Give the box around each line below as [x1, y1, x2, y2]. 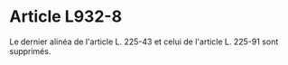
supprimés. [9, 45, 51, 56]
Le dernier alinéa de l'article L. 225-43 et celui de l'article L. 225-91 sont [9, 36, 279, 47]
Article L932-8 [9, 6, 123, 27]
